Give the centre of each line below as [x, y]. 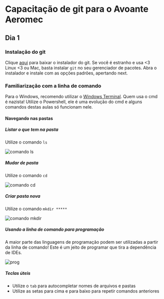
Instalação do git [25, 52]
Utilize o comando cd [26, 175]
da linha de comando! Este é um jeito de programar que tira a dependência [81, 247]
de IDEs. [14, 252]
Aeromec [24, 19]
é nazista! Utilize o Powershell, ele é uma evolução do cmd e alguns [74, 102]
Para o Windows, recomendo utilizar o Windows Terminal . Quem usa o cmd [82, 97]
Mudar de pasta [22, 163]
